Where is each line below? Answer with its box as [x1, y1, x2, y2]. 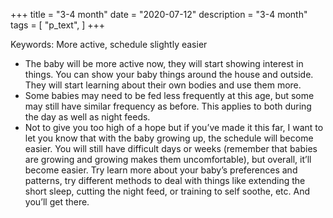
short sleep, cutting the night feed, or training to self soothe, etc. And [24, 185, 311, 197]
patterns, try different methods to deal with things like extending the [24, 175, 306, 186]
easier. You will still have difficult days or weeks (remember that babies [24, 143, 318, 154]
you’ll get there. [24, 196, 90, 208]
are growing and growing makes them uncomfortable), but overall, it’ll [24, 154, 312, 165]
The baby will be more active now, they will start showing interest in [24, 58, 304, 69]
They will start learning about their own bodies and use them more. [24, 79, 302, 91]
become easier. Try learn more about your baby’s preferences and [24, 164, 298, 176]
